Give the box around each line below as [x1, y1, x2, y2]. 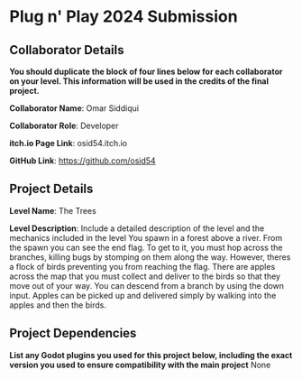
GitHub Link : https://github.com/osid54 [9, 155, 156, 166]
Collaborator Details [9, 42, 124, 58]
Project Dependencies [9, 326, 137, 341]
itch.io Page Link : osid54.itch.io [9, 138, 128, 148]
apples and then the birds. [9, 300, 106, 310]
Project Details [9, 181, 94, 197]
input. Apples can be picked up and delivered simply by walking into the [9, 290, 277, 300]
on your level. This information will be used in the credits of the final [9, 76, 269, 87]
